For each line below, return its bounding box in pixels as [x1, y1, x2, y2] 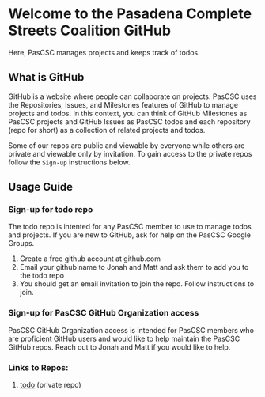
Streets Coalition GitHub [8, 21, 172, 40]
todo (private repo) [19, 380, 81, 390]
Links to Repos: [8, 361, 69, 372]
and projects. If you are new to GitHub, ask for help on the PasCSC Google [8, 230, 252, 240]
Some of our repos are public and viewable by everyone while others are [8, 140, 245, 150]
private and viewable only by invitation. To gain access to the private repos [8, 149, 252, 158]
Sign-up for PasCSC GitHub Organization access [8, 308, 199, 319]
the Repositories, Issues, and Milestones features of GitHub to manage [8, 100, 239, 109]
